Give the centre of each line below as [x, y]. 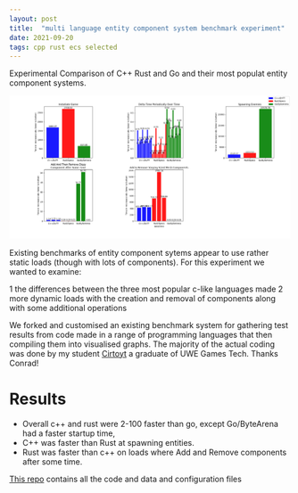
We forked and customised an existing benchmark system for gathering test [149, 325]
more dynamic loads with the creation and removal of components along [143, 298]
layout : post [33, 19]
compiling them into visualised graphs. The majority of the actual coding [142, 344]
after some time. [52, 461]
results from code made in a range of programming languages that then [141, 334]
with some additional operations [68, 308]
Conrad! [24, 363]
